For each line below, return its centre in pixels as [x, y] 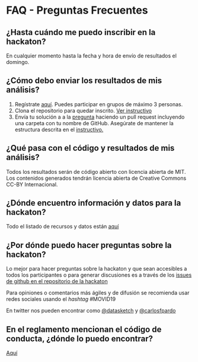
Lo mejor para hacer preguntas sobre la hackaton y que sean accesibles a [97, 269]
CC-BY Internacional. [32, 184]
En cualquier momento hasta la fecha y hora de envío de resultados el [91, 56]
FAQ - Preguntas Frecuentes [77, 10]
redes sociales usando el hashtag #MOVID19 [61, 299]
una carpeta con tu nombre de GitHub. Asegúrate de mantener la [94, 123]
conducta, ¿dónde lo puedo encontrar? [79, 339]
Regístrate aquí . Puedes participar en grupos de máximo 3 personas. [99, 104]
